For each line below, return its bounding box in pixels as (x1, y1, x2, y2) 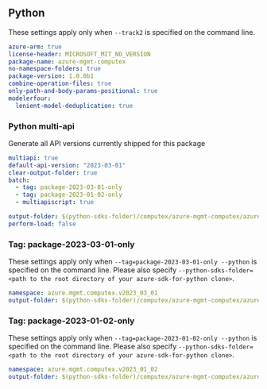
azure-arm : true (8, 43, 62, 51)
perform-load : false (8, 220, 77, 228)
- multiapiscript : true (15, 198, 94, 206)
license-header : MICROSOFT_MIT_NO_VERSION (8, 50, 151, 58)
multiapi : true (8, 154, 59, 162)
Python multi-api (8, 121, 75, 132)
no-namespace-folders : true (8, 65, 102, 73)
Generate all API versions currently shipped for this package (8, 138, 206, 148)
